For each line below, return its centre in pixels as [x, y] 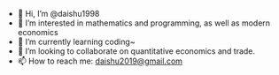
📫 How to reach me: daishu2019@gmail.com [100, 61]
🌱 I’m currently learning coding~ [76, 41]
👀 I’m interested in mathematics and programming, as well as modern [144, 23]
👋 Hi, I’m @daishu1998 [58, 14]
